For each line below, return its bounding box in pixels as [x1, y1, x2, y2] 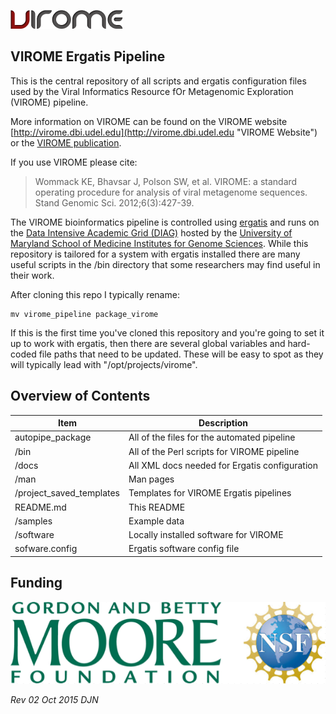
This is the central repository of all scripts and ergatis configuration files [10, 75, 307, 87]
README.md [14, 501, 67, 513]
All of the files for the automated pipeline [128, 431, 296, 444]
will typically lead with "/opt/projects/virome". [10, 358, 198, 370]
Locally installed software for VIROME [128, 529, 284, 541]
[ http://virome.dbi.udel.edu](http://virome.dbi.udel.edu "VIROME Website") [10, 126, 318, 138]
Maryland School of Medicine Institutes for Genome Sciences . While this [10, 237, 309, 249]
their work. [10, 269, 55, 281]
